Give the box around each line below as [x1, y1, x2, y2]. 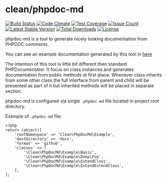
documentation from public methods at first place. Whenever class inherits [5, 71, 162, 77]
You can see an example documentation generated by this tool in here [5, 51, 152, 57]
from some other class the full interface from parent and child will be [5, 77, 149, 83]
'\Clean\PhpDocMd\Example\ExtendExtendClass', [23, 163, 124, 168]
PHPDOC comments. [5, 41, 49, 47]
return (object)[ [5, 127, 42, 133]
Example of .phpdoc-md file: [5, 113, 62, 119]
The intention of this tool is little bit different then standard [5, 61, 127, 67]
